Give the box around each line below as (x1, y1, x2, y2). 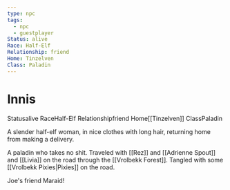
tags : (7, 17, 23, 23)
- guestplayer (13, 29, 54, 37)
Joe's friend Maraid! (7, 176, 65, 184)
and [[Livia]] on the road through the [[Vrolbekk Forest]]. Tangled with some (7, 155, 224, 164)
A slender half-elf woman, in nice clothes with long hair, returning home (7, 127, 211, 135)
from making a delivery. (7, 135, 75, 143)
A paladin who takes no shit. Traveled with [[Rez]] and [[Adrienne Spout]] (7, 148, 216, 156)
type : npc (7, 10, 36, 17)
